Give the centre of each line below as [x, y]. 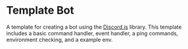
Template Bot [40, 10]
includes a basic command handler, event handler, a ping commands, [92, 33]
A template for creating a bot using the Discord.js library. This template [94, 27]
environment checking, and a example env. [60, 39]
